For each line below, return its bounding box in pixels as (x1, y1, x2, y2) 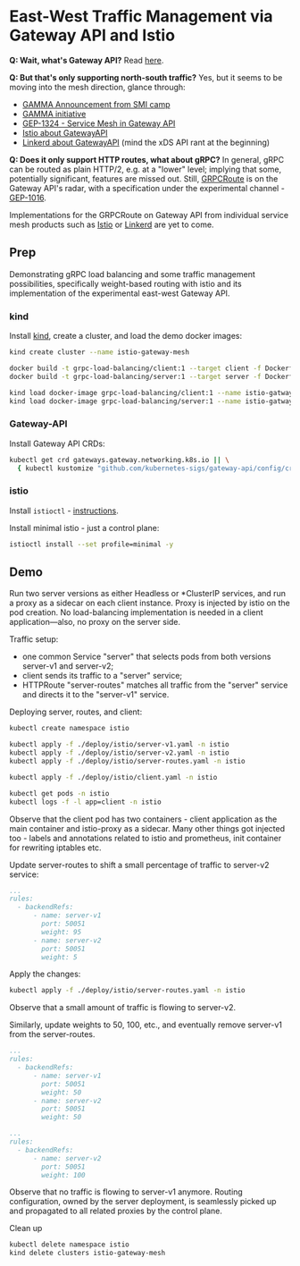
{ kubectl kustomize (17, 463, 94, 473)
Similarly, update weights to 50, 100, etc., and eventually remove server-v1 (9, 1019, 283, 1030)
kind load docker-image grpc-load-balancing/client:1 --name (9, 388, 242, 397)
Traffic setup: (9, 634, 59, 645)
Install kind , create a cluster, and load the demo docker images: (9, 331, 243, 342)
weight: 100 (41, 1170, 87, 1179)
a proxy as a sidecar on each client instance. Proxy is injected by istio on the (9, 597, 290, 609)
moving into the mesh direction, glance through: (9, 81, 186, 92)
